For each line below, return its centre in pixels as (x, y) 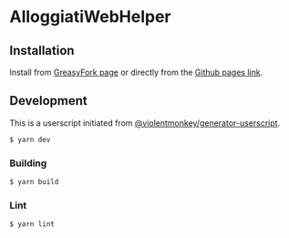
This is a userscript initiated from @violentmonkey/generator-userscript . (145, 123)
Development (49, 101)
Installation (42, 51)
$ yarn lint (32, 224)
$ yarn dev (30, 140)
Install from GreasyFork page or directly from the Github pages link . (136, 72)
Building (28, 163)
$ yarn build (34, 181)
